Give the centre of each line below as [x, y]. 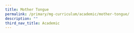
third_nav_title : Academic [32, 23]
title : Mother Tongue [27, 9]
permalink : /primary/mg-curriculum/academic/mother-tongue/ [67, 14]
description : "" [21, 18]
